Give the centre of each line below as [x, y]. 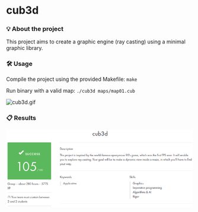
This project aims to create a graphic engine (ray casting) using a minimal [96, 42]
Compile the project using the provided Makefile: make [72, 79]
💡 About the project [35, 29]
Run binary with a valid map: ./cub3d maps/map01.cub [71, 90]
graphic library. [25, 48]
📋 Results [21, 118]
